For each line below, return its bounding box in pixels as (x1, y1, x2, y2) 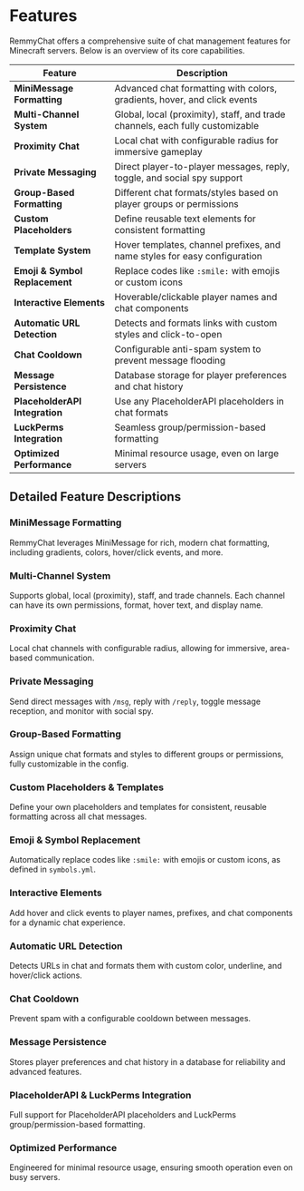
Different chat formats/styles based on (114, 186, 279, 199)
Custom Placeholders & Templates (9, 781, 165, 794)
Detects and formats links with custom (114, 317, 278, 329)
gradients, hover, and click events (114, 93, 258, 105)
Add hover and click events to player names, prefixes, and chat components (9, 907, 293, 918)
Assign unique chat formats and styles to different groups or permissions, (9, 748, 284, 759)
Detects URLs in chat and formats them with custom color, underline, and (9, 961, 282, 971)
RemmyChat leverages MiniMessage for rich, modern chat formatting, (9, 537, 270, 548)
